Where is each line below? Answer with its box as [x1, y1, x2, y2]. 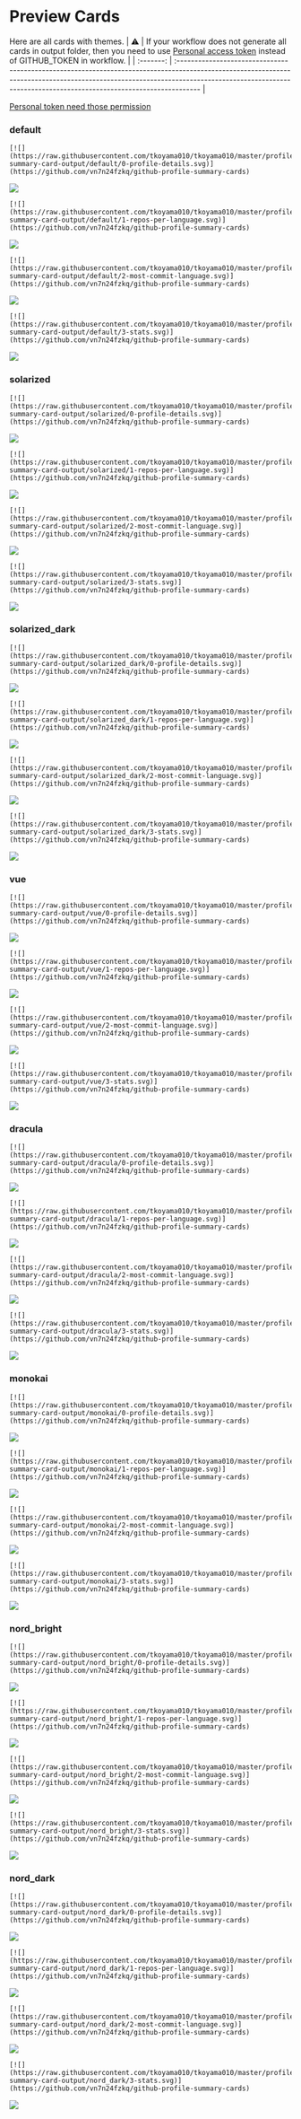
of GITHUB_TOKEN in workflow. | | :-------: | [9, 55, 173, 66]
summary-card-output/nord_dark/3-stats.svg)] [9, 2076, 182, 2086]
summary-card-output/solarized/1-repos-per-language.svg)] [9, 465, 235, 475]
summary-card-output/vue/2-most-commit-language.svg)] [9, 1021, 219, 1030]
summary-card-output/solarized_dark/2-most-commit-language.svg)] [9, 771, 262, 780]
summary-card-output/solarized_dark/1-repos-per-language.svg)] [9, 715, 254, 724]
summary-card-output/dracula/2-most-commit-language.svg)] [9, 1271, 235, 1280]
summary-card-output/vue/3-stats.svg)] [9, 1077, 159, 1087]
